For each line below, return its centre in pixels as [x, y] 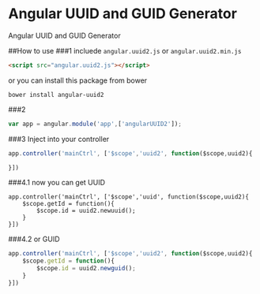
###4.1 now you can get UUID [57, 183]
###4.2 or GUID [34, 239]
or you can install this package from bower [78, 80]
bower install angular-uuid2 [56, 95]
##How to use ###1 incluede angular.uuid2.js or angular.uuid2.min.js [125, 50]
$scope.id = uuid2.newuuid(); [86, 211]
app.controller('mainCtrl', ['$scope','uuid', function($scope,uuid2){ [128, 197]
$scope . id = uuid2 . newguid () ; [86, 269]
